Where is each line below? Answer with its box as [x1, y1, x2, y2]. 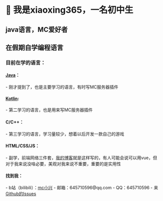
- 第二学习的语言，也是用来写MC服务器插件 [5, 107, 93, 113]
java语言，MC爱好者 [5, 25, 68, 34]
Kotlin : [5, 96, 20, 101]
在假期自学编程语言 [5, 43, 63, 52]
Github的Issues [5, 191, 36, 197]
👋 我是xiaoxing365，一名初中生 [5, 4, 134, 16]
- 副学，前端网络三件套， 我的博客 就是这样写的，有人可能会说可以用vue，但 [5, 155, 158, 161]
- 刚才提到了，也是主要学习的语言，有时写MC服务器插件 [5, 84, 119, 90]
